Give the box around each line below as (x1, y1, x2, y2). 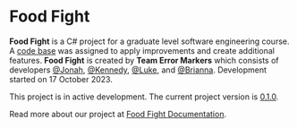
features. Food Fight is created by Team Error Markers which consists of (9, 55, 279, 65)
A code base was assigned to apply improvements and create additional (9, 45, 276, 55)
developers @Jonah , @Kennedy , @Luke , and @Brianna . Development (9, 64, 267, 75)
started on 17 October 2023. (9, 73, 114, 84)
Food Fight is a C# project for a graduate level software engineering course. (9, 36, 290, 47)
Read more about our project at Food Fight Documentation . (9, 108, 226, 119)
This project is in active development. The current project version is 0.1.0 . (9, 91, 279, 102)
